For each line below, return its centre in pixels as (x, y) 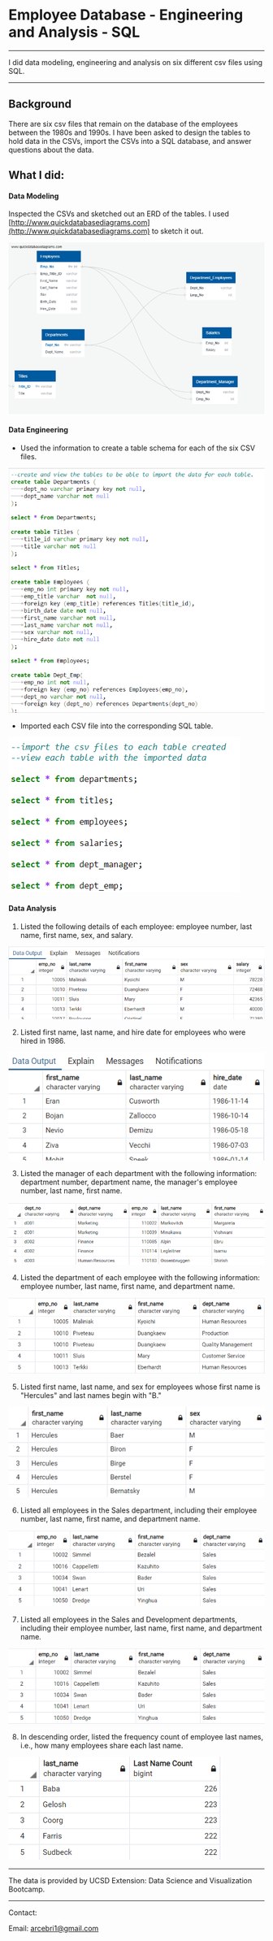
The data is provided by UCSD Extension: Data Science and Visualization (130, 1880)
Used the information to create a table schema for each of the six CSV (138, 448)
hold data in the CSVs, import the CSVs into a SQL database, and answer (130, 141)
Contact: (23, 1913)
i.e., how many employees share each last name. (102, 1745)
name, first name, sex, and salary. (77, 935)
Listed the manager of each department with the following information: (139, 1174)
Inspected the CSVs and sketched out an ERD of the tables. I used (119, 214)
